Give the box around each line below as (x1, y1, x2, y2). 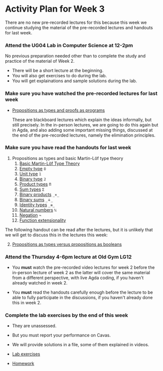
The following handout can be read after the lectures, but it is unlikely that (5, 227, 153, 232)
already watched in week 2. (12, 280, 68, 286)
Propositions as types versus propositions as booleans (12, 241, 122, 247)
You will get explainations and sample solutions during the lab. (12, 78, 137, 84)
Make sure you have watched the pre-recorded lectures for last (5, 90, 158, 97)
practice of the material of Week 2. (5, 58, 75, 64)
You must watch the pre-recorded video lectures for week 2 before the (12, 265, 155, 270)
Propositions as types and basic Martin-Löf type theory (12, 155, 124, 161)
